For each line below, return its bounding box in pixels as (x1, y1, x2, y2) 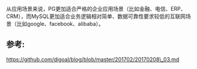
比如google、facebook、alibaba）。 (16, 20, 104, 27)
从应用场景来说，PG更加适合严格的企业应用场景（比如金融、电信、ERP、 (6, 5, 186, 12)
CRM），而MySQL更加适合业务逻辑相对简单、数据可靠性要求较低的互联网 (6, 13, 186, 20)
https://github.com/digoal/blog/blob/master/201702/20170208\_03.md (6, 56, 180, 63)
